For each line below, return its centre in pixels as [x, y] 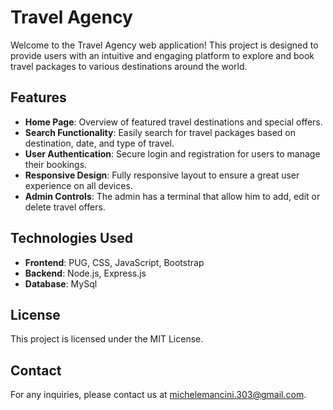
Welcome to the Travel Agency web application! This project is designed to [164, 45]
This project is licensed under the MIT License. [107, 339]
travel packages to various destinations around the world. [129, 66]
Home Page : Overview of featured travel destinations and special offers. [173, 122]
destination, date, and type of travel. [99, 143]
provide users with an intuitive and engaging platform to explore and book [162, 55]
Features [38, 97]
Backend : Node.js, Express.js [85, 273]
